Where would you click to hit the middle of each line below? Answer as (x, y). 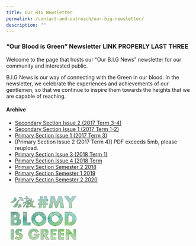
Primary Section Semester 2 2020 (56, 179)
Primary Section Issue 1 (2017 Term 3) (61, 135)
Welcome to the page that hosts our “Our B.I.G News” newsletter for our (94, 59)
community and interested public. (47, 66)
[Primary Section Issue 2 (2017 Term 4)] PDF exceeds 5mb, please (96, 142)
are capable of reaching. (36, 96)
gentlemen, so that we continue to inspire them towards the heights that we (98, 90)
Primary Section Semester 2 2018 (55, 167)
